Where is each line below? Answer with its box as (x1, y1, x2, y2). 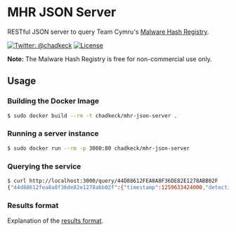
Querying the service (7, 161, 81, 171)
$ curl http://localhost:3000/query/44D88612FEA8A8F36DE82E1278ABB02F (7, 177, 218, 184)
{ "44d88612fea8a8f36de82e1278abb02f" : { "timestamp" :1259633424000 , (7, 183, 206, 191)
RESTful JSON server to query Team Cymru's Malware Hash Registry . (7, 27, 209, 36)
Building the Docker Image (7, 96, 100, 106)
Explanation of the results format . (7, 217, 104, 225)
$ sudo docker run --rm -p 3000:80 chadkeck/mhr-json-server (7, 145, 190, 152)
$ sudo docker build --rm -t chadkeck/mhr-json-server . (7, 112, 178, 120)
